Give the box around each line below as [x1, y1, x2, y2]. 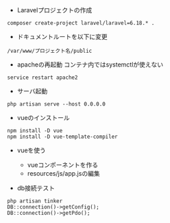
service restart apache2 [7, 74, 78, 81]
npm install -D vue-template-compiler [7, 133, 118, 140]
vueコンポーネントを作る [27, 161, 98, 169]
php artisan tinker [7, 198, 63, 204]
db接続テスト [16, 184, 55, 192]
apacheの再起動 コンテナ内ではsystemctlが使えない [16, 60, 164, 69]
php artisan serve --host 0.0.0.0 [7, 101, 106, 108]
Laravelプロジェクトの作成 [16, 6, 93, 14]
